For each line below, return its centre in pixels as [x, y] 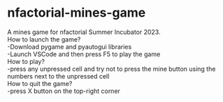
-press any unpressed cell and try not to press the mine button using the [111, 69]
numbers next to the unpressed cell [58, 76]
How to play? [26, 61]
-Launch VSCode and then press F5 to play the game [84, 54]
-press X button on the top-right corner [64, 91]
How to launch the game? [44, 39]
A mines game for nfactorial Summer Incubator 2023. [84, 32]
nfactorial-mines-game [77, 13]
